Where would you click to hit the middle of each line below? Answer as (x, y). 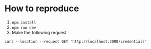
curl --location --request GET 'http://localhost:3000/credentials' (76, 41)
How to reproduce (42, 9)
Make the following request (39, 32)
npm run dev (24, 27)
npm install (24, 23)
